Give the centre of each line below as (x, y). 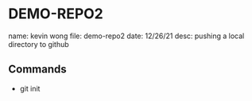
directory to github (39, 44)
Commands (38, 70)
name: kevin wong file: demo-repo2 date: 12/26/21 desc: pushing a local (126, 36)
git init (30, 88)
